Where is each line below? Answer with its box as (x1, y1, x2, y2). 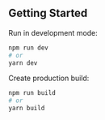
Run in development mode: (8, 28, 99, 37)
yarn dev (8, 58, 38, 67)
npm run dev (8, 44, 48, 52)
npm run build (8, 89, 57, 97)
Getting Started (8, 6, 88, 20)
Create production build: (8, 73, 90, 84)
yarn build (8, 105, 45, 113)
